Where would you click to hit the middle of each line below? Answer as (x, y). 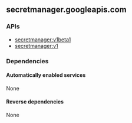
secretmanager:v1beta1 (43, 39)
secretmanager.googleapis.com (66, 10)
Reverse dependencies (35, 102)
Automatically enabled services (46, 75)
